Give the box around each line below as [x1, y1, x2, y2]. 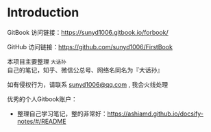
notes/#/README [16, 117, 66, 125]
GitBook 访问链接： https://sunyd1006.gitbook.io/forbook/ [7, 28, 169, 36]
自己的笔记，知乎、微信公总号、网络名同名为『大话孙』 [7, 66, 163, 74]
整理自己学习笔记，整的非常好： [16, 109, 108, 118]
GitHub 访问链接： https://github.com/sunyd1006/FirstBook [7, 42, 173, 51]
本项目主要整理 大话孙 [7, 57, 66, 66]
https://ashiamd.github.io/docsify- [107, 109, 204, 118]
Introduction [7, 5, 79, 21]
